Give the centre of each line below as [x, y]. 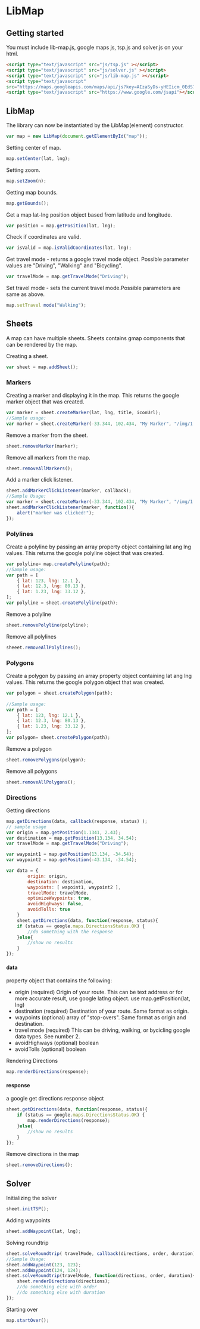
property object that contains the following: [59, 980]
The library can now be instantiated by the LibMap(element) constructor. [95, 125]
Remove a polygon [29, 749]
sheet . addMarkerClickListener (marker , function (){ [70, 508]
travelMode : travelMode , [58, 893]
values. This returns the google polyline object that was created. [85, 553]
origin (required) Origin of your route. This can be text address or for [99, 992]
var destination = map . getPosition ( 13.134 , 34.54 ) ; [71, 838]
